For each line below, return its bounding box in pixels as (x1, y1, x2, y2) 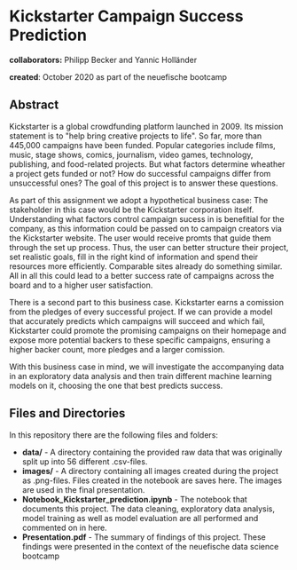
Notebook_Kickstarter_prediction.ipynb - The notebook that (21, 494, 248, 504)
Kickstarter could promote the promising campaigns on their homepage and (9, 325, 286, 336)
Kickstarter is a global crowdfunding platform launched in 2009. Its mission (9, 121, 284, 131)
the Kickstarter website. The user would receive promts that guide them (9, 233, 272, 243)
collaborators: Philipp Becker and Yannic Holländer (9, 54, 198, 65)
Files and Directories (9, 406, 126, 421)
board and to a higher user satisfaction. (9, 280, 153, 290)
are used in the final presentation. (21, 484, 145, 495)
